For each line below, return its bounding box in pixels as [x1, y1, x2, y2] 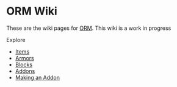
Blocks [15, 61, 32, 68]
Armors [15, 54, 35, 61]
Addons [15, 67, 35, 74]
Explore [6, 36, 26, 43]
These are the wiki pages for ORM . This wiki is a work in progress [6, 24, 172, 32]
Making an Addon [15, 74, 60, 81]
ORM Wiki [6, 4, 58, 18]
